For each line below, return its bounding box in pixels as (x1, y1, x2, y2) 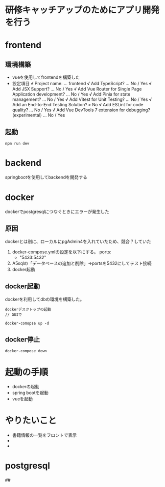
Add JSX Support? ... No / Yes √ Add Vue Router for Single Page (12, 86, 142, 92)
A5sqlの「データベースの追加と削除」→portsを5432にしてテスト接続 (12, 260, 152, 266)
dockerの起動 (12, 384, 40, 390)
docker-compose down (5, 349, 47, 354)
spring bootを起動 (12, 390, 49, 396)
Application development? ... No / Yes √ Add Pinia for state (12, 91, 131, 97)
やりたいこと (5, 415, 57, 426)
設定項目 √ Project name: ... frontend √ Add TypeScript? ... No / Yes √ (12, 81, 152, 87)
